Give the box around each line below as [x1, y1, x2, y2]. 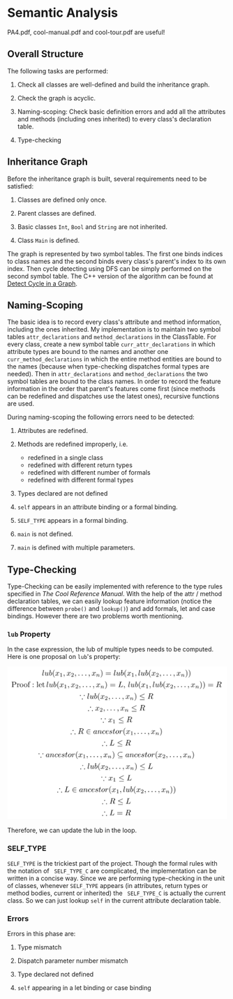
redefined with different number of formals [27, 468, 151, 477]
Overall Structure [7, 48, 84, 60]
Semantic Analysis [7, 5, 119, 21]
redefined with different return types [27, 461, 133, 469]
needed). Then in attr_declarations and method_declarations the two [7, 370, 208, 378]
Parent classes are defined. [17, 209, 96, 217]
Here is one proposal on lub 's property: [7, 653, 121, 661]
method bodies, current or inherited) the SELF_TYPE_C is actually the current [7, 889, 226, 898]
